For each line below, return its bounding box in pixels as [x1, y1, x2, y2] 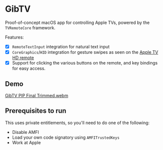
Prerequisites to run [5, 107, 67, 115]
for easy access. [12, 65, 46, 71]
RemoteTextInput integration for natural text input [12, 43, 110, 49]
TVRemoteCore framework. [5, 24, 56, 30]
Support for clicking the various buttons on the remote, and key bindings [12, 60, 158, 66]
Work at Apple [12, 139, 41, 145]
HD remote [12, 55, 34, 61]
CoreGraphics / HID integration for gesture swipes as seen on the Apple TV [12, 49, 159, 55]
